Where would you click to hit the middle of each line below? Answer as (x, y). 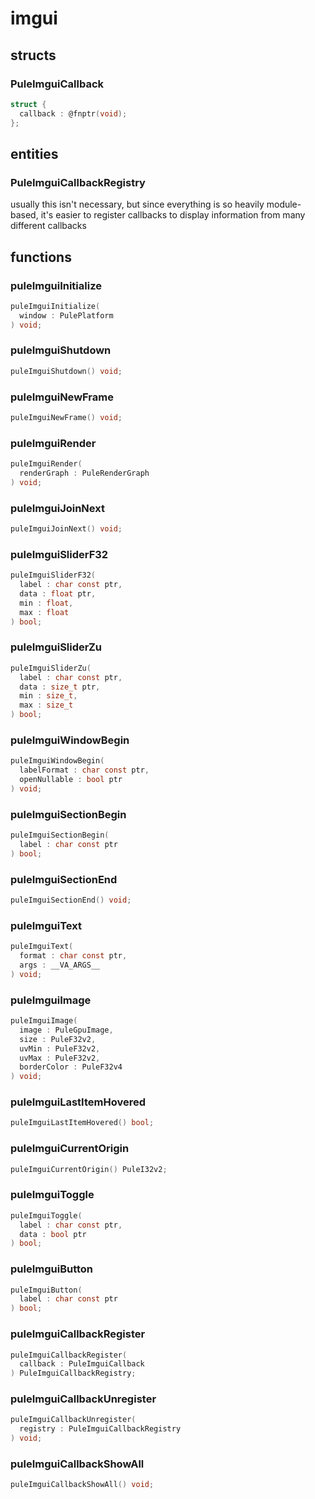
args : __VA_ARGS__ (60, 965)
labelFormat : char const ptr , (84, 770)
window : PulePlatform (66, 315)
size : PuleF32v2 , (58, 1039)
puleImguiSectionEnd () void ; (71, 900)
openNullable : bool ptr (71, 780)
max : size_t (46, 705)
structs (33, 55)
